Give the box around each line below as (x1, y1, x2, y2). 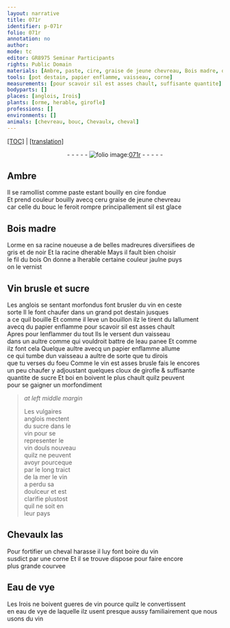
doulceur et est (23, 487, 67, 495)
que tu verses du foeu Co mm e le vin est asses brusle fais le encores (7, 359, 200, 367)
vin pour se (23, 429, 56, 437)
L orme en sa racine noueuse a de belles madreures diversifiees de (7, 241, 195, 249)
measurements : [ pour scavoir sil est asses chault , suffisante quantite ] (7, 80, 222, 87)
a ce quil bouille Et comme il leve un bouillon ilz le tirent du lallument (7, 315, 199, 323)
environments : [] (7, 112, 57, 118)
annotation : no (7, 36, 51, 42)
